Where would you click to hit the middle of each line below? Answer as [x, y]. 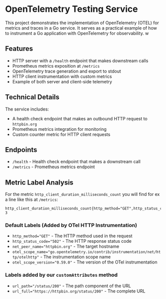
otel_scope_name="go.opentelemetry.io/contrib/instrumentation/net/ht [86, 252]
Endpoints [21, 150]
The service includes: [27, 109]
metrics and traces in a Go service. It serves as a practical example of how [81, 28]
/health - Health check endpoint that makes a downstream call [76, 162]
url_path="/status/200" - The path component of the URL [72, 286]
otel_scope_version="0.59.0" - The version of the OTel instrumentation [85, 262]
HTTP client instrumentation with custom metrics [62, 76]
